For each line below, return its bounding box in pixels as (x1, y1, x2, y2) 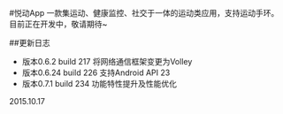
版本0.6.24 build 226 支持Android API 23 (21, 67, 171, 78)
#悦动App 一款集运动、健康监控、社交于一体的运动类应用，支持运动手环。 (9, 8, 279, 18)
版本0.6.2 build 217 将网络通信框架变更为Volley (21, 57, 193, 66)
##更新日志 (9, 38, 50, 48)
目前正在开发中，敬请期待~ (9, 19, 108, 29)
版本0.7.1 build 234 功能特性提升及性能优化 (21, 79, 178, 88)
